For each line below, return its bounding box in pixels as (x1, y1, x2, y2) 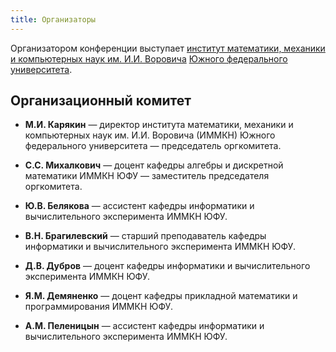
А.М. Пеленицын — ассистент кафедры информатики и (24, 320, 265, 332)
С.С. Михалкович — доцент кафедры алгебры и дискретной (24, 159, 284, 171)
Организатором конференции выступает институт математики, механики (10, 42, 326, 54)
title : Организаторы (10, 14, 97, 25)
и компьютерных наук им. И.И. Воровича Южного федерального (10, 52, 288, 65)
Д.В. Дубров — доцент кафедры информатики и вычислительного (24, 260, 311, 272)
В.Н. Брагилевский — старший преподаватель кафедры (24, 230, 267, 242)
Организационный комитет (10, 92, 192, 110)
